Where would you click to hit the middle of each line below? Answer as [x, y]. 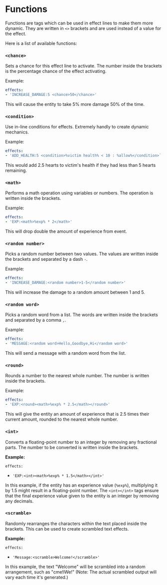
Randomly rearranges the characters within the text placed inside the [76, 524]
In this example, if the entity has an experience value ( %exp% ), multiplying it [82, 485]
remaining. [16, 170]
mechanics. [17, 132]
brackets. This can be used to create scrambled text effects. [67, 529]
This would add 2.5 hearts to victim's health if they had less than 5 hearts [81, 165]
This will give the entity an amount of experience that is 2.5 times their [77, 414]
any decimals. [19, 501]
